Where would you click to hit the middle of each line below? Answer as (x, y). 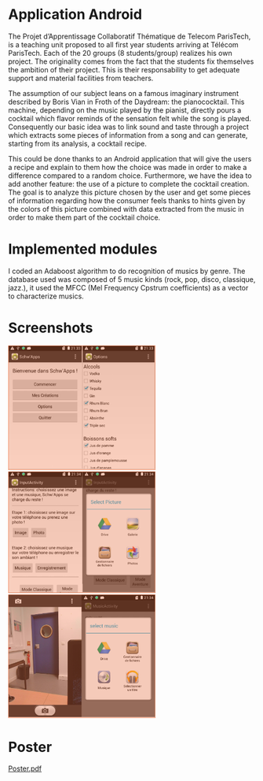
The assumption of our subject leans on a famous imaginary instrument (124, 93)
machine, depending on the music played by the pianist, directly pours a (125, 110)
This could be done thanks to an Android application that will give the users (130, 158)
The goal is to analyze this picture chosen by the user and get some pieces (130, 192)
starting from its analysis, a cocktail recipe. (78, 143)
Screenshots (51, 328)
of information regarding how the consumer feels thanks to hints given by (127, 200)
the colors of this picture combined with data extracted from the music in (126, 209)
